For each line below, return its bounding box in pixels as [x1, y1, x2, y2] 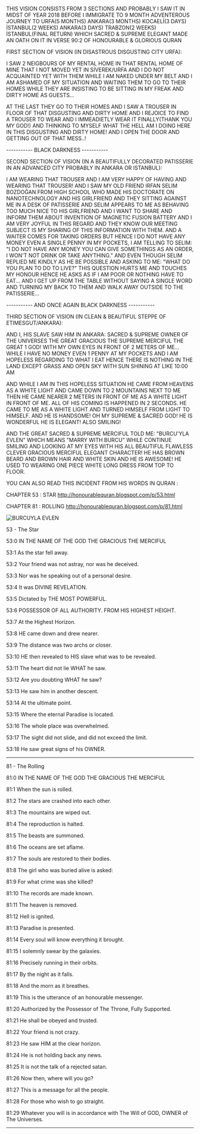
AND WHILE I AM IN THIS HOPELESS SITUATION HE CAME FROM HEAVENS [6, 381, 193, 387]
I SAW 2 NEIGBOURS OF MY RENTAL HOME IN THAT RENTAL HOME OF [6, 60, 183, 67]
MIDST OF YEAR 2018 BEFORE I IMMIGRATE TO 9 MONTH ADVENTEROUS [6, 11, 190, 18]
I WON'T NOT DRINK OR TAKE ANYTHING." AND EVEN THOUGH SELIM [6, 252, 183, 259]
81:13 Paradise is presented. [6, 925, 75, 931]
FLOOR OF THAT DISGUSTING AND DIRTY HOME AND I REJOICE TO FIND [6, 110, 189, 116]
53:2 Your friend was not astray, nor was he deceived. [6, 561, 139, 567]
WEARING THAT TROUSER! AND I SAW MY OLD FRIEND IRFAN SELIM [6, 182, 177, 189]
